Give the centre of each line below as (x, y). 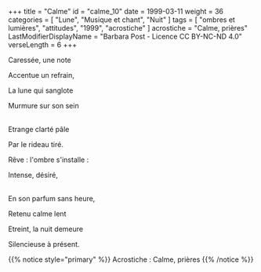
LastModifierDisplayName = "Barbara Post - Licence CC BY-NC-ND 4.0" (125, 36)
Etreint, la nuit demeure (46, 229)
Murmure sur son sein (44, 106)
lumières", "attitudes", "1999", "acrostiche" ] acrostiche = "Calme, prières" (128, 28)
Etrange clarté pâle (39, 129)
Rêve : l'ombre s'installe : (49, 160)
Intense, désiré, (33, 175)
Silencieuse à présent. (44, 244)
